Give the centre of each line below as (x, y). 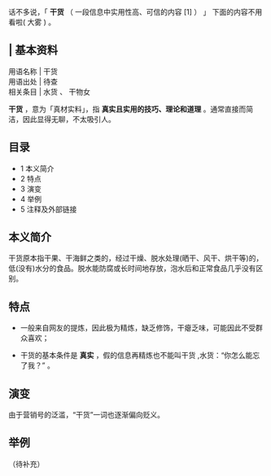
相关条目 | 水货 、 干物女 (50, 91)
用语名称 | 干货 (33, 71)
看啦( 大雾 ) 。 (32, 22)
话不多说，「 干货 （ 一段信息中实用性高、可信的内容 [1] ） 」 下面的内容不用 (135, 12)
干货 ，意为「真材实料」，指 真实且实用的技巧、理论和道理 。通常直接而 (127, 109)
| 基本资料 (33, 50)
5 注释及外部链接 (48, 209)
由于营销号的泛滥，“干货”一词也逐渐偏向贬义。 (87, 415)
